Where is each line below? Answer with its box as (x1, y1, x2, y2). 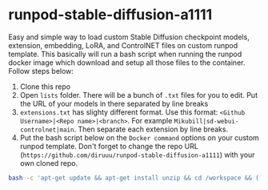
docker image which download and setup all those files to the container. (8, 58, 246, 67)
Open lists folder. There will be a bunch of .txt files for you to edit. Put (19, 90, 258, 99)
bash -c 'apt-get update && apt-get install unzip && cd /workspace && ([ (8, 174, 263, 182)
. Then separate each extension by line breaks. (74, 124, 229, 134)
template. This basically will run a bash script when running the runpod (8, 49, 242, 59)
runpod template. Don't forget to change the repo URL (19, 141, 198, 151)
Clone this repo (19, 82, 70, 91)
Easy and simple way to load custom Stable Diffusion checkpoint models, (8, 32, 250, 42)
